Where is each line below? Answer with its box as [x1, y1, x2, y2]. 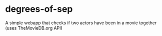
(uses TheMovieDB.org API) [5, 25, 62, 31]
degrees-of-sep [5, 3, 73, 15]
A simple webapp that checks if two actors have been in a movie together [5, 20, 157, 26]
